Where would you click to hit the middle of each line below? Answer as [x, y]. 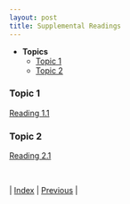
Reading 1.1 [29, 113]
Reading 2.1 [30, 156]
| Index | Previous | [44, 191]
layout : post [33, 17]
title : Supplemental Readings [65, 26]
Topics [35, 51]
